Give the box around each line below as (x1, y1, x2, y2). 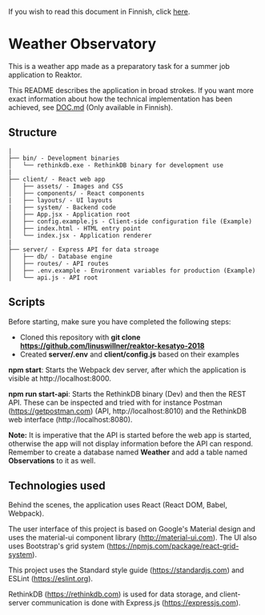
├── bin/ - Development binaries (8, 154, 120, 162)
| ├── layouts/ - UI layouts (8, 196, 113, 204)
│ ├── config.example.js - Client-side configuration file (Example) (8, 217, 252, 226)
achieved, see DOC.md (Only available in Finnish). (8, 102, 174, 112)
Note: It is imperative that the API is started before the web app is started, (8, 430, 252, 440)
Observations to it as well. (8, 455, 96, 465)
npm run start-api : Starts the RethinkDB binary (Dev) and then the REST (8, 389, 247, 398)
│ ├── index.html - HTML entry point (8, 224, 142, 232)
